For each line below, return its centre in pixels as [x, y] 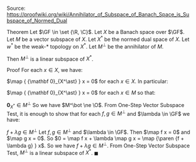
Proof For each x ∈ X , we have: [45, 70]
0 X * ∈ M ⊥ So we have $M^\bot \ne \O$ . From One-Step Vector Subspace [96, 105]
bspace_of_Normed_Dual [37, 21]
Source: [16, 8]
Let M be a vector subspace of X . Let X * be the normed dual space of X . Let [98, 39]
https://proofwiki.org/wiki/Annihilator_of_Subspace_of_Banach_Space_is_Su [98, 15]
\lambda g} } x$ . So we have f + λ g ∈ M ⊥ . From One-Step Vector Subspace [98, 145]
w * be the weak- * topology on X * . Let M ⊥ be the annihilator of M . [85, 46]
